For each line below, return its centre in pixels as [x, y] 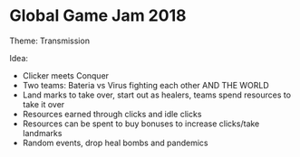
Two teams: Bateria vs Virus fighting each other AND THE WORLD [145, 85]
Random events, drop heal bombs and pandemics [115, 143]
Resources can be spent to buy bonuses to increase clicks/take [141, 124]
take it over [44, 104]
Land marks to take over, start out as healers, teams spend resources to [157, 95]
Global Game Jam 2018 [98, 16]
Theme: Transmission [50, 41]
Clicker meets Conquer [66, 75]
